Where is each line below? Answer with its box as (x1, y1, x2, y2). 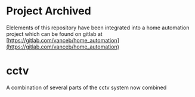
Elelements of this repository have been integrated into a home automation (6, 24, 190, 31)
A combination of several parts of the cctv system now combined (6, 84, 167, 91)
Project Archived (6, 4, 91, 18)
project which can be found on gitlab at (6, 30, 103, 37)
